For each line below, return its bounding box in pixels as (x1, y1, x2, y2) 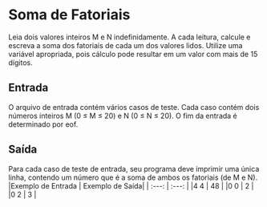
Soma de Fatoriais (8, 6, 131, 24)
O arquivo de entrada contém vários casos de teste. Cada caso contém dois (8, 102, 260, 112)
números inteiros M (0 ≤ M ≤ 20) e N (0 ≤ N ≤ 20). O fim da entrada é (8, 111, 238, 120)
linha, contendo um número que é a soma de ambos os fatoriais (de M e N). (8, 172, 258, 182)
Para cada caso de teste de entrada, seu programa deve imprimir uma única (8, 164, 260, 173)
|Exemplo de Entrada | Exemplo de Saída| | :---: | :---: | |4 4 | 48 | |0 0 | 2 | (8, 181, 254, 190)
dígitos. (8, 58, 34, 67)
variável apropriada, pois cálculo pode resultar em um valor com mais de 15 (8, 49, 258, 59)
